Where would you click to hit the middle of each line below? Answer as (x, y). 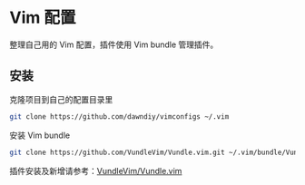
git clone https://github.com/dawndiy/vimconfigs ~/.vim (119, 117)
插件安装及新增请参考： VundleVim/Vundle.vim (96, 170)
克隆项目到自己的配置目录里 (61, 99)
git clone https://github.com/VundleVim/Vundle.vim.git (117, 152)
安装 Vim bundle (40, 135)
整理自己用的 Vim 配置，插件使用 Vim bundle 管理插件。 (114, 44)
